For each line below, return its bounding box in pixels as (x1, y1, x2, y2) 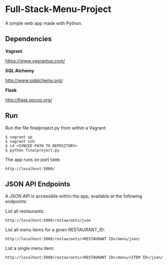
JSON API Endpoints (5, 180, 70, 188)
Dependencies (5, 35, 52, 43)
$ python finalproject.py (5, 147, 59, 153)
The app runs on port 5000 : (5, 156, 61, 162)
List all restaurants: (5, 208, 45, 214)
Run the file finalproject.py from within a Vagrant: (5, 125, 107, 131)
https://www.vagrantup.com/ (5, 58, 65, 64)
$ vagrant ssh (5, 139, 35, 144)
